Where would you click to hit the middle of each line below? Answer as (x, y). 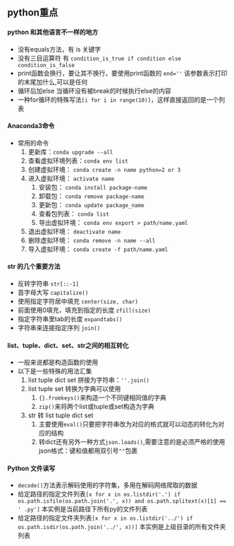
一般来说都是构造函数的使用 (58, 362)
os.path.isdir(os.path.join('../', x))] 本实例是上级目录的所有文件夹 (122, 527)
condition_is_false (46, 65)
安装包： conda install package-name (93, 187)
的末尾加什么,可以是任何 (53, 82)
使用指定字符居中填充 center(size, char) (78, 301)
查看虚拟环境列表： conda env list (78, 161)
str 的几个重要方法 (34, 267)
